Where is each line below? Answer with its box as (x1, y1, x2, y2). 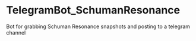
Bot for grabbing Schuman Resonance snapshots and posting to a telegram (6, 23, 191, 30)
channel (6, 29, 26, 36)
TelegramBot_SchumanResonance (6, 4, 181, 17)
